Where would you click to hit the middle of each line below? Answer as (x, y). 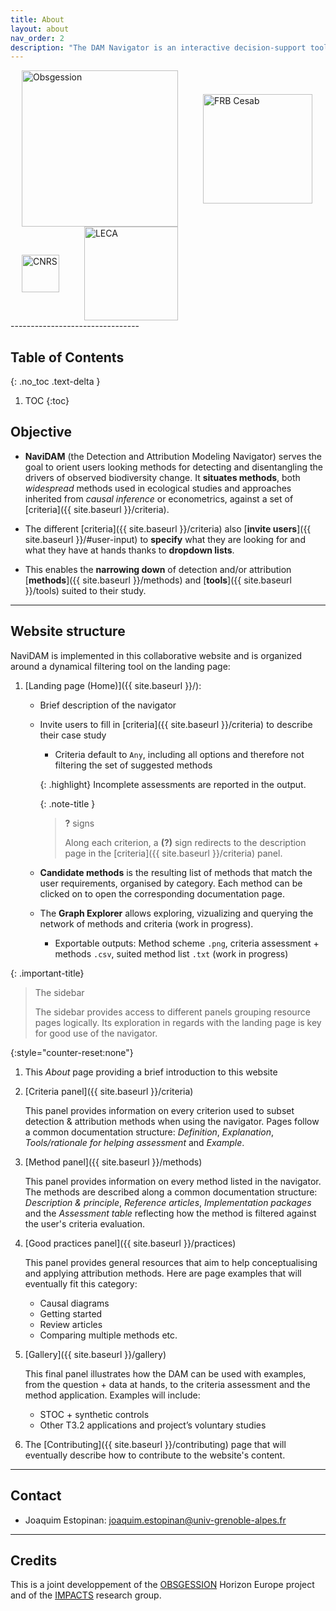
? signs (79, 823)
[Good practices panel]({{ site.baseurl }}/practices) (130, 1243)
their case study (73, 735)
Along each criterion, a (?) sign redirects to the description (185, 842)
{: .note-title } (67, 803)
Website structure (68, 631)
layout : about (40, 29)
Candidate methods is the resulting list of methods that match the (176, 872)
